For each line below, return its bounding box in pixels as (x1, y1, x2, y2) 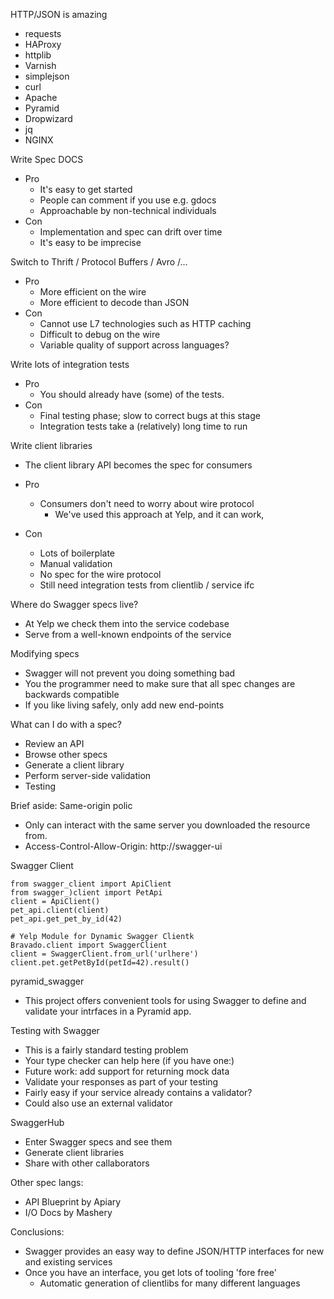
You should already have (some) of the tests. (39, 389, 225, 400)
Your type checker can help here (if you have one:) (24, 1055, 235, 1066)
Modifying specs (10, 648, 80, 659)
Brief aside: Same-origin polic (10, 800, 133, 811)
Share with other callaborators (24, 1157, 150, 1169)
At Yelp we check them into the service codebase (24, 618, 230, 629)
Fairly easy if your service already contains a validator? (24, 1087, 253, 1098)
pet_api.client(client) (10, 905, 110, 915)
